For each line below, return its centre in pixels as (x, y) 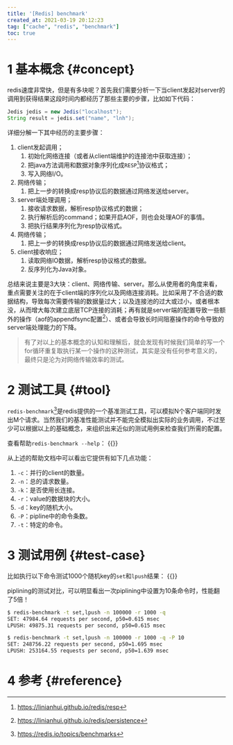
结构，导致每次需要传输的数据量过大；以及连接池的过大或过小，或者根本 (116, 301)
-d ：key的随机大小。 (47, 507)
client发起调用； (40, 147)
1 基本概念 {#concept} (71, 69)
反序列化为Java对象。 (59, 269)
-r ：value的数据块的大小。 (55, 499)
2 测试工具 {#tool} (59, 390)
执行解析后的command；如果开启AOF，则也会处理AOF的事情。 (118, 217)
